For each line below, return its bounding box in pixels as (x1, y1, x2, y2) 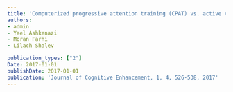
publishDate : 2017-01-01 (7, 67, 79, 75)
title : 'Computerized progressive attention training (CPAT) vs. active (7, 10, 222, 17)
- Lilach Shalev (7, 42, 54, 49)
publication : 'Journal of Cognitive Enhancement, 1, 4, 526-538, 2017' (7, 74, 218, 81)
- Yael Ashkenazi (7, 29, 58, 37)
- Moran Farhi (7, 36, 49, 43)
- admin (7, 23, 30, 30)
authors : (7, 17, 33, 24)
